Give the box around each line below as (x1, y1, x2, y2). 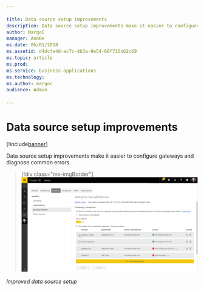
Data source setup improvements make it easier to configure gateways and (6, 152, 194, 160)
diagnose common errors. (6, 158, 71, 166)
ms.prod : (6, 61, 29, 67)
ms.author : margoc (6, 80, 53, 86)
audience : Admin (6, 87, 47, 93)
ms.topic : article (6, 55, 53, 61)
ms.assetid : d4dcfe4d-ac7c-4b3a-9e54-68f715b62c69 (6, 49, 137, 55)
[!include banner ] (6, 140, 48, 147)
